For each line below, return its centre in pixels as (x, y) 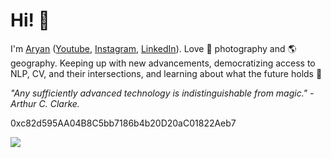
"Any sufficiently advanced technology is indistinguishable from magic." (159, 93)
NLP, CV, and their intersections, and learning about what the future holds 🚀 (166, 73)
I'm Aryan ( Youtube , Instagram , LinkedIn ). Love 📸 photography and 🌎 (153, 48)
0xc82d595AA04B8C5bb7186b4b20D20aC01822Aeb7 (123, 123)
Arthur (23, 103)
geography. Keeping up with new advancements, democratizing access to (163, 63)
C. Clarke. (59, 103)
